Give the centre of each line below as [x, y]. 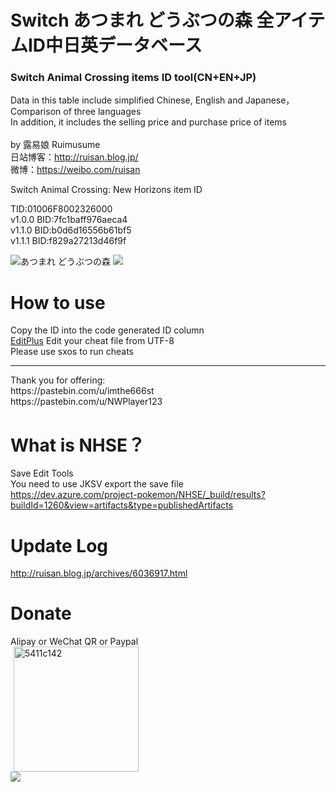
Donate [41, 613]
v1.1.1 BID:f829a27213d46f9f [68, 241]
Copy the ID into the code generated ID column [107, 330]
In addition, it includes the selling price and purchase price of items [149, 122]
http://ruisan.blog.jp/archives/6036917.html [99, 573]
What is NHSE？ [78, 445]
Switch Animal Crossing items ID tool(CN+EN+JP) [133, 78]
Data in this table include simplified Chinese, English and [127, 100]
